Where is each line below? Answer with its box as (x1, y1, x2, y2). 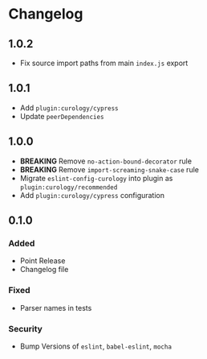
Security (8, 323, 43, 334)
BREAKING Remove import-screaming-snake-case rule (19, 164, 199, 174)
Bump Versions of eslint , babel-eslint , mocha (19, 341, 172, 351)
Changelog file (19, 265, 69, 274)
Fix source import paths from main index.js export (19, 58, 189, 68)
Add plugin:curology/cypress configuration (19, 190, 165, 200)
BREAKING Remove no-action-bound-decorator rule (19, 156, 193, 166)
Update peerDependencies (19, 111, 104, 121)
